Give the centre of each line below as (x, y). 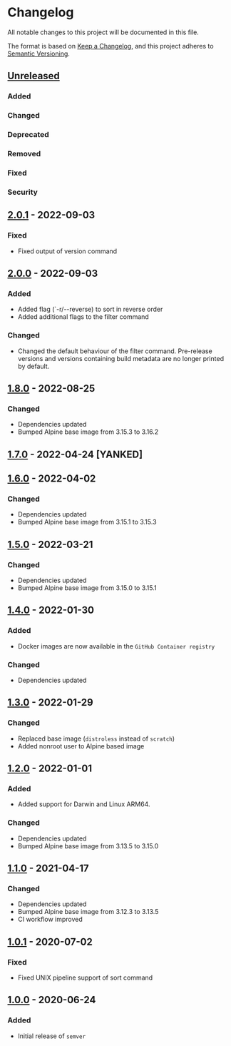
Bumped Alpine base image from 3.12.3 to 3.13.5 (88, 912)
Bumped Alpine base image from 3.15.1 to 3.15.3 (87, 522)
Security (22, 192)
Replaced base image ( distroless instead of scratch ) (96, 738)
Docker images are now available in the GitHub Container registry (116, 646)
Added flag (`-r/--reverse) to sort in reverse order (90, 309)
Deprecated (29, 135)
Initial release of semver (52, 1036)
